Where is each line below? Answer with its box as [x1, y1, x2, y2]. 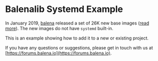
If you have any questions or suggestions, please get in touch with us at [5, 44, 153, 50]
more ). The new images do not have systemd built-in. [5, 25, 113, 31]
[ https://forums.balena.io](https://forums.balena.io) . [5, 50, 112, 56]
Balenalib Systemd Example [5, 3, 123, 15]
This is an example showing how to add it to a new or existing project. [5, 35, 149, 41]
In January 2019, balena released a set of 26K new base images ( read [5, 20, 149, 26]
